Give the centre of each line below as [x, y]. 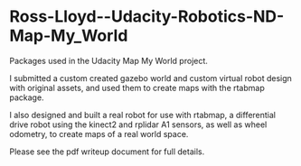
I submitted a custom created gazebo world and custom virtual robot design [150, 78]
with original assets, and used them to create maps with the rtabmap [137, 88]
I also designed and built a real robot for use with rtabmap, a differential [143, 115]
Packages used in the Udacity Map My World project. [108, 60]
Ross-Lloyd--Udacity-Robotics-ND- [147, 17]
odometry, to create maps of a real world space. [99, 134]
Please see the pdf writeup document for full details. [107, 152]
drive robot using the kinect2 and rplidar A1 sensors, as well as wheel [138, 124]
